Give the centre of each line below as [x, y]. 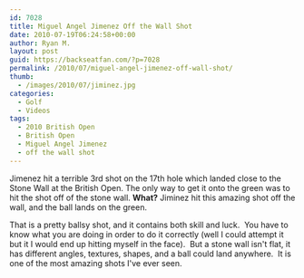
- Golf [30, 102]
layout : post [34, 52]
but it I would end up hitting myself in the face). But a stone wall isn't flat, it [150, 244]
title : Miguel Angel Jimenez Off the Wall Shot [101, 26]
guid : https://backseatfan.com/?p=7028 [85, 60]
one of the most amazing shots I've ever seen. [96, 263]
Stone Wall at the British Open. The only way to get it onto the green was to [150, 187]
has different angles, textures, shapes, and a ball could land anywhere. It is [151, 254]
